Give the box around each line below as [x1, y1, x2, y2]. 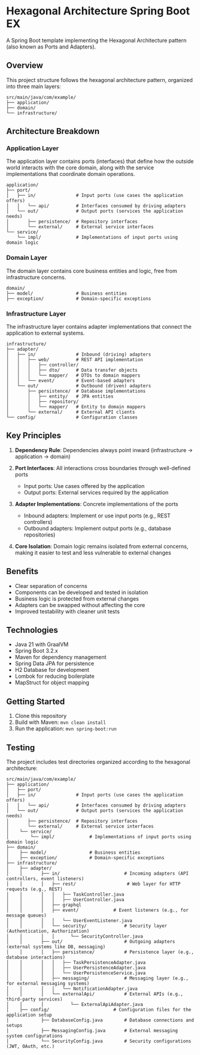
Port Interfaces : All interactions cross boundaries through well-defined [14, 464, 190, 471]
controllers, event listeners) [6, 876, 84, 882]
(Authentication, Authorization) [6, 928, 90, 935]
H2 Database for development [14, 666, 90, 674]
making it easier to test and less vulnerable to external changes [14, 549, 172, 556]
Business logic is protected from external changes [14, 595, 139, 602]
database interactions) [6, 954, 66, 960]
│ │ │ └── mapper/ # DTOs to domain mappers [6, 372, 141, 378]
